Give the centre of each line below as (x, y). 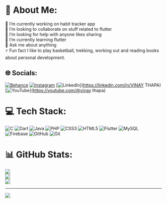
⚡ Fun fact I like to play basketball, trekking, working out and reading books (82, 50)
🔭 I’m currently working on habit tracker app (50, 24)
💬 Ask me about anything (31, 45)
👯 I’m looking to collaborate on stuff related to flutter (59, 29)
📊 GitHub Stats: (39, 154)
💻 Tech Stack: (36, 111)
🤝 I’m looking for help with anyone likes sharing (53, 34)
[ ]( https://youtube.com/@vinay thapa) (55, 90)
